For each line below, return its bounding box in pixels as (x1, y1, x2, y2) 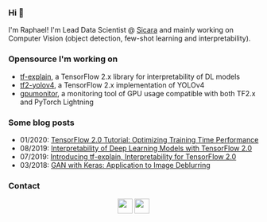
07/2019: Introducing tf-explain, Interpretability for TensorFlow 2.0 (19, 151, 237, 162)
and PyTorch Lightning (19, 97, 94, 107)
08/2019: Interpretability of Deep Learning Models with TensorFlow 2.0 (19, 143, 253, 153)
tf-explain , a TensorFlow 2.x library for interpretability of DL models (19, 72, 241, 81)
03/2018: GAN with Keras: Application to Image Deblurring (19, 160, 211, 169)
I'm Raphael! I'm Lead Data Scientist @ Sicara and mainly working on (8, 25, 234, 35)
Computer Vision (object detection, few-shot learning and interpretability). (8, 33, 251, 43)
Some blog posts (8, 117, 75, 128)
